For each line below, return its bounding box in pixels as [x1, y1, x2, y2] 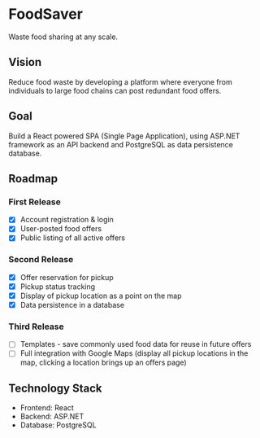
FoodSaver [8, 5, 84, 24]
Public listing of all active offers [19, 233, 126, 243]
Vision [8, 55, 42, 69]
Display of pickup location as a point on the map [19, 291, 182, 300]
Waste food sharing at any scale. [8, 32, 119, 42]
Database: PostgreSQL [19, 420, 97, 430]
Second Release [8, 254, 74, 265]
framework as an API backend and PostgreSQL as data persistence [8, 139, 233, 149]
